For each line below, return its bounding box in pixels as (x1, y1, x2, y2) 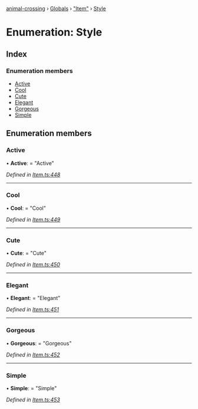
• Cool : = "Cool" (6, 204, 46, 212)
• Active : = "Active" (6, 159, 54, 167)
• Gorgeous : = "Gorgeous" (6, 339, 72, 347)
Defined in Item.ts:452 (6, 351, 60, 358)
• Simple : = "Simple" (6, 385, 57, 392)
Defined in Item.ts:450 (6, 261, 61, 268)
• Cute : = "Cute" (6, 250, 47, 257)
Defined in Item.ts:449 (6, 216, 61, 223)
